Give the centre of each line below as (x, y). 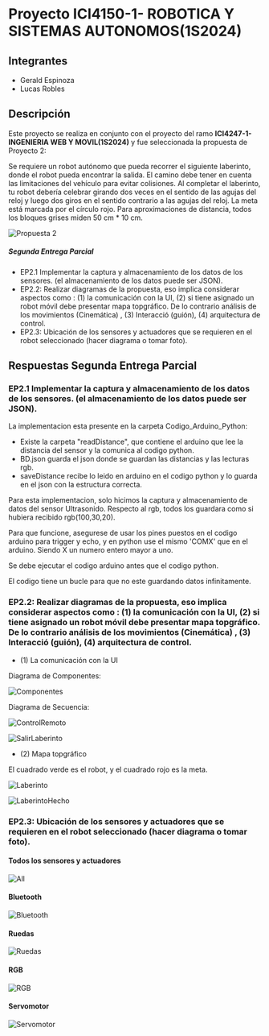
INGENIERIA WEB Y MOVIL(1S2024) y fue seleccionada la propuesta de (128, 142)
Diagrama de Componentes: (55, 675)
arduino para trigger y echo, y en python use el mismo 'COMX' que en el (128, 541)
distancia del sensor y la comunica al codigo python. (107, 450)
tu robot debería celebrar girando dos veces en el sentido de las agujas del (132, 192)
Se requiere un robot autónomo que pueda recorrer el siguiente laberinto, (130, 166)
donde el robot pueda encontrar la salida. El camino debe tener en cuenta (130, 175)
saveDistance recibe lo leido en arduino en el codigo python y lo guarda (139, 476)
